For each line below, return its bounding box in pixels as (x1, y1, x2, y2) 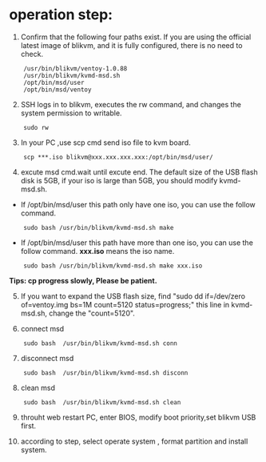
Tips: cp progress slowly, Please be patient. (9, 275, 158, 285)
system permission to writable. (20, 108, 122, 118)
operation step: (9, 6, 113, 24)
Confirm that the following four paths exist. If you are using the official (20, 32, 252, 42)
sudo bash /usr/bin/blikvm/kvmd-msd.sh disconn (23, 368, 189, 377)
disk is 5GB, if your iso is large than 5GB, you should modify (20, 175, 218, 185)
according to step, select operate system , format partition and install (20, 436, 248, 446)
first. (20, 420, 37, 430)
